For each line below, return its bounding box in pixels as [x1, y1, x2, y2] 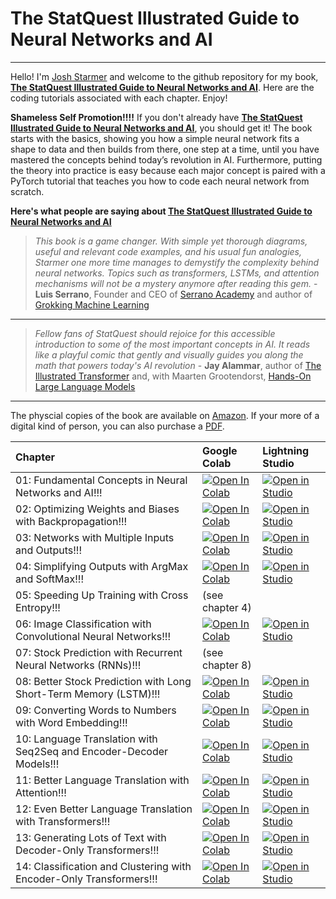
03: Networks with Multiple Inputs [15, 530, 175, 544]
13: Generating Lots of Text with [15, 830, 167, 844]
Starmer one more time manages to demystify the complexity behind [34, 256, 320, 268]
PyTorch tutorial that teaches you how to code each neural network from [10, 175, 310, 187]
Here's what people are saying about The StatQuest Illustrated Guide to [10, 205, 313, 217]
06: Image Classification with [15, 617, 152, 631]
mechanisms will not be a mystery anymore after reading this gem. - [34, 277, 318, 289]
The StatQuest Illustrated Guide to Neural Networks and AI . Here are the [10, 81, 315, 93]
